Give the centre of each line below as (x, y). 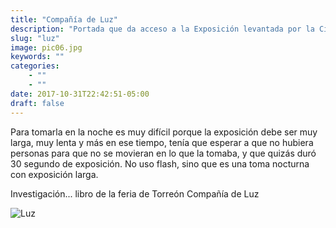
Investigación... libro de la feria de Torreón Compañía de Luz (135, 193)
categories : (35, 66)
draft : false (37, 103)
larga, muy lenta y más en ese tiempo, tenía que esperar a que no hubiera (162, 142)
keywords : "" (37, 57)
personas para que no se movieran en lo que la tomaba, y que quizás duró (163, 153)
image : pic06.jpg (46, 47)
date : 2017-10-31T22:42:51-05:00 (80, 94)
